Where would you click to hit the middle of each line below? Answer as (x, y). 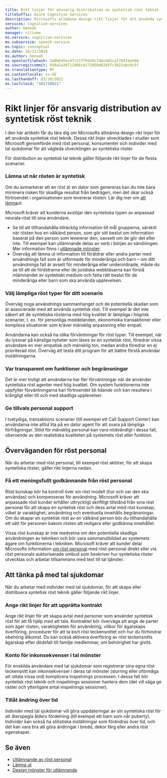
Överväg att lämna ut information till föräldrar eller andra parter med (82, 254)
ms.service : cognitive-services (39, 38)
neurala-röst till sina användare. (38, 218)
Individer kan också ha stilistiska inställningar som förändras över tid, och (80, 721)
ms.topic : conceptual (28, 47)
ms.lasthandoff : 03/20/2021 (34, 79)
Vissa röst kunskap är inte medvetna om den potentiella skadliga (71, 533)
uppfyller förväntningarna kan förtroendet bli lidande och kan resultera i (79, 390)
